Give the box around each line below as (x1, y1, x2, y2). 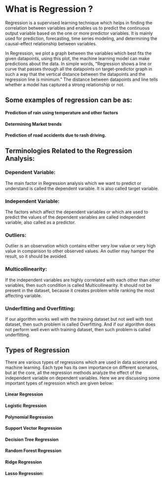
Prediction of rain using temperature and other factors (5, 109, 118, 115)
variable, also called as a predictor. (5, 219, 76, 225)
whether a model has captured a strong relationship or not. (5, 81, 125, 87)
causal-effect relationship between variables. (5, 40, 97, 46)
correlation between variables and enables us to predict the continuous (5, 25, 150, 31)
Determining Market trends (5, 121, 62, 127)
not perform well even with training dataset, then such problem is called (5, 326, 151, 332)
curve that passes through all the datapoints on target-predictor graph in (5, 66, 153, 72)
